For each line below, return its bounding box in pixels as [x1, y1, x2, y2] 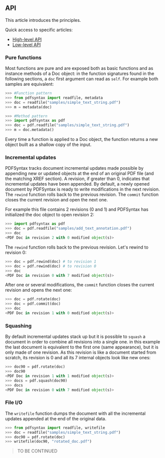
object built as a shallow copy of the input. [5, 141, 92, 148]
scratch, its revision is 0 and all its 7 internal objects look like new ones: [5, 355, 151, 361]
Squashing [5, 322, 32, 329]
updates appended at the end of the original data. [5, 415, 107, 421]
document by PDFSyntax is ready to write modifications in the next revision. [5, 186, 160, 193]
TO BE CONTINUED [17, 448, 58, 454]
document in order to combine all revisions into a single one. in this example [5, 339, 160, 345]
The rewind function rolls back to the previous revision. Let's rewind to [5, 244, 149, 250]
